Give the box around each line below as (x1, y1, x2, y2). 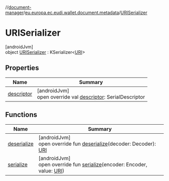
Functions (5, 111, 38, 119)
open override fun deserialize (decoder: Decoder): (38, 140, 156, 147)
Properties (5, 64, 39, 72)
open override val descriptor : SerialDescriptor (37, 93, 145, 100)
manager (5, 10, 24, 16)
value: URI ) (38, 167, 64, 174)
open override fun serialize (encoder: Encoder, (38, 161, 147, 168)
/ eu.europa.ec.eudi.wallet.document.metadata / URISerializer (23, 10, 147, 16)
